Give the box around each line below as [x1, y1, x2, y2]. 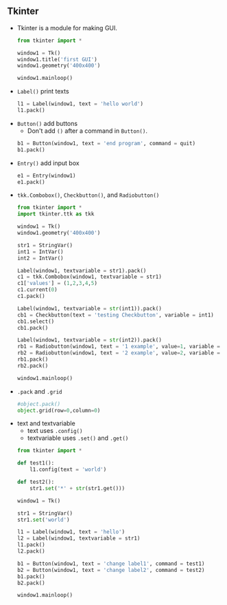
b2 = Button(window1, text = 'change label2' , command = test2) [16, 566, 205, 573]
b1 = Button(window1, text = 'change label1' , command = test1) [16, 560, 205, 567]
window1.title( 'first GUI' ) [16, 56, 97, 63]
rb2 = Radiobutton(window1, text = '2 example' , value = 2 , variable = [16, 350, 221, 357]
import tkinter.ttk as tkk [16, 211, 95, 217]
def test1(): [16, 460, 55, 467]
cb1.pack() [16, 324, 49, 331]
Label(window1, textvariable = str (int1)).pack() [16, 305, 163, 312]
